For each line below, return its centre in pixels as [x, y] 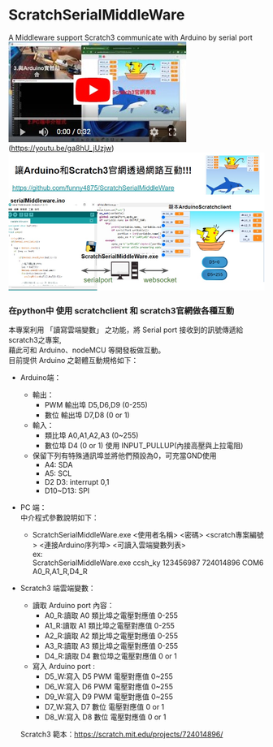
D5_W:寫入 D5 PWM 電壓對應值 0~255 [108, 676]
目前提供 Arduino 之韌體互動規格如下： [74, 361]
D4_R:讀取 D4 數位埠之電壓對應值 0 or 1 [110, 656]
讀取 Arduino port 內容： [74, 606]
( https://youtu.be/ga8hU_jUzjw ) [61, 148]
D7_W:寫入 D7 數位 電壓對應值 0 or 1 [104, 707]
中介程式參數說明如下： [59, 518]
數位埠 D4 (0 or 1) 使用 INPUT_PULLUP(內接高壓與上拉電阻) [144, 446]
